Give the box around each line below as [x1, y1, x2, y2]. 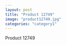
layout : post [5, 7, 32, 12]
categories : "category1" [5, 21, 57, 26]
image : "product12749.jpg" [5, 16, 61, 21]
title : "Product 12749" [5, 12, 55, 17]
